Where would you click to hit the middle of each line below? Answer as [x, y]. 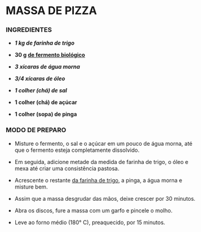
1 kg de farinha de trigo [44, 43]
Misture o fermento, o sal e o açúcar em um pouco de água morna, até [104, 143]
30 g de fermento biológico [50, 55]
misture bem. [31, 187]
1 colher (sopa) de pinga [46, 114]
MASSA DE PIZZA [51, 11]
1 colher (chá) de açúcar [46, 102]
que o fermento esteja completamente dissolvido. [77, 150]
